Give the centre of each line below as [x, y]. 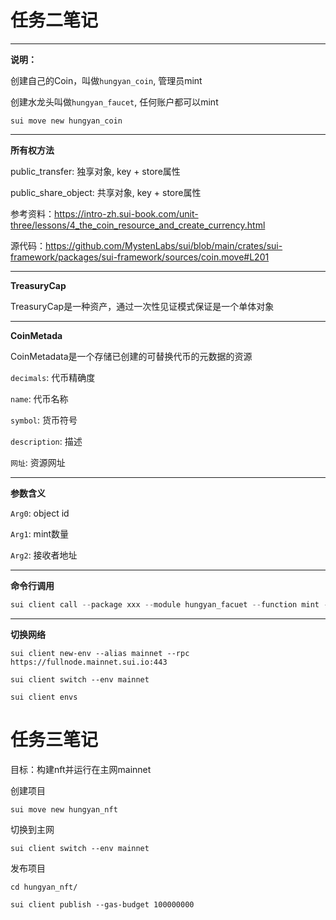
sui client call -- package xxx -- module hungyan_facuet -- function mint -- [171, 604]
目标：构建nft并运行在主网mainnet [81, 769]
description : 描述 [46, 441]
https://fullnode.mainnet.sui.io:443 [89, 662]
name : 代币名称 [39, 398]
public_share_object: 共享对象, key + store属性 [106, 192]
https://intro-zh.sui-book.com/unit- [126, 213]
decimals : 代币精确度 [53, 377]
